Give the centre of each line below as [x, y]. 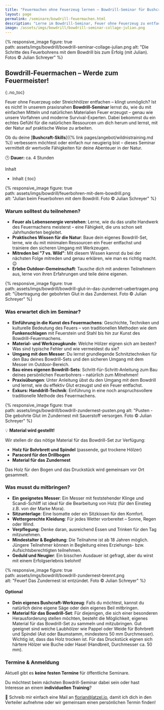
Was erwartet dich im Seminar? [43, 312]
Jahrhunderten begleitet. [37, 232]
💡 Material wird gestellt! [30, 430]
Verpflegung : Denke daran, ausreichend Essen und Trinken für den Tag [84, 529]
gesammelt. [17, 474]
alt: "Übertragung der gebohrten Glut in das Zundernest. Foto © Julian [76, 294]
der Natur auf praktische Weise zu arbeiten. [49, 128]
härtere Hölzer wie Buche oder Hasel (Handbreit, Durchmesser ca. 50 [82, 644]
